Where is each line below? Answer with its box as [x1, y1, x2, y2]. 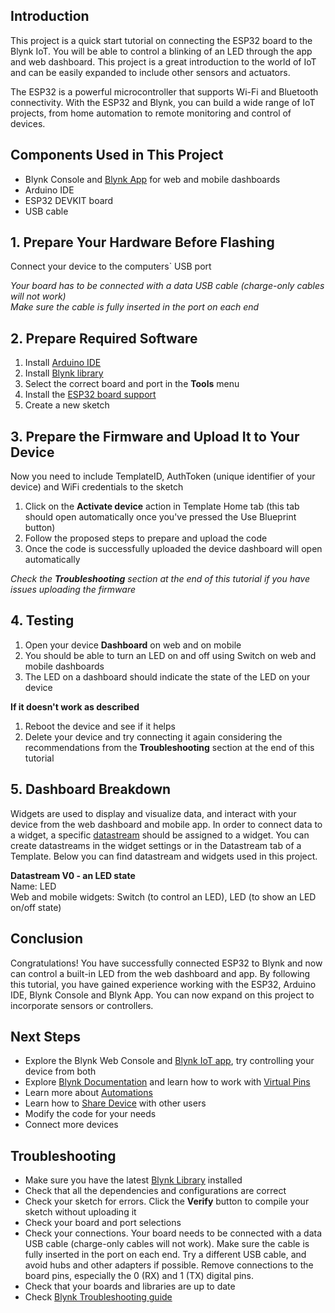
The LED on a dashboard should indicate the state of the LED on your [24, 670, 311, 683]
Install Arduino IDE [24, 357, 102, 369]
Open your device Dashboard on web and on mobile [24, 639, 242, 651]
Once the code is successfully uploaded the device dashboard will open [24, 543, 323, 555]
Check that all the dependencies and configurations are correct [24, 1185, 287, 1197]
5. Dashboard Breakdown [10, 781, 172, 798]
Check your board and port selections [24, 1217, 182, 1229]
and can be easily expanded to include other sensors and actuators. [10, 66, 291, 78]
